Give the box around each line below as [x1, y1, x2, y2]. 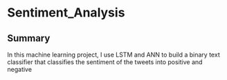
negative [7, 66, 33, 73]
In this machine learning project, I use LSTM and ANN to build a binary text [7, 50, 220, 59]
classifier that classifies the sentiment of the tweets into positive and [7, 58, 203, 66]
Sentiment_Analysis [7, 5, 125, 21]
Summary [7, 32, 51, 44]
